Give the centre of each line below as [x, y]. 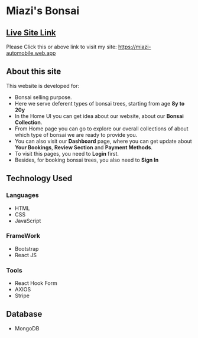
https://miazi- [134, 47]
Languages [23, 195]
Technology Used [39, 178]
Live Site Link [31, 33]
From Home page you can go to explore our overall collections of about [101, 129]
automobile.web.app [31, 53]
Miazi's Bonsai [43, 11]
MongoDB [27, 328]
